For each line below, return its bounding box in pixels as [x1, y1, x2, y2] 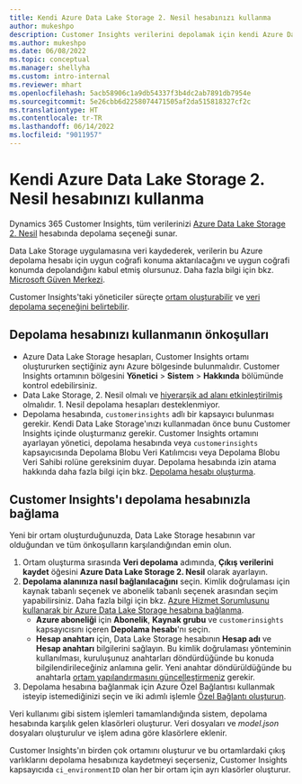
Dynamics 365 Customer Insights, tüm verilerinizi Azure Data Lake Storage [9, 218, 286, 229]
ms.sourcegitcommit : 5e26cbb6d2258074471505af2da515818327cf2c [9, 96, 252, 106]
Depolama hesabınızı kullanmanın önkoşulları [9, 327, 270, 342]
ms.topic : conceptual [9, 55, 91, 64]
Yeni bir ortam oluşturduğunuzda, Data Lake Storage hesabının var [9, 530, 256, 541]
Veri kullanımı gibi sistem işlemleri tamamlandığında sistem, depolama [9, 708, 268, 719]
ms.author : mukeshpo [9, 38, 87, 48]
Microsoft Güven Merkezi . [9, 274, 105, 285]
